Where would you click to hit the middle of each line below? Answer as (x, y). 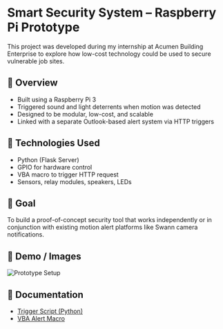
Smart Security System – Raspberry (112, 13)
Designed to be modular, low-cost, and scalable (85, 114)
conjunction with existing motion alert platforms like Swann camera (103, 227)
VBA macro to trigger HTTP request (68, 175)
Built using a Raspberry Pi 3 (57, 99)
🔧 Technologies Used (54, 143)
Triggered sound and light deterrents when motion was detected (109, 107)
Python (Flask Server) (48, 159)
